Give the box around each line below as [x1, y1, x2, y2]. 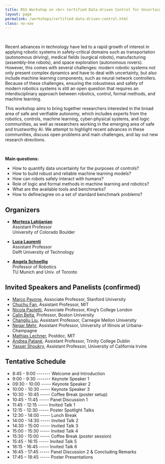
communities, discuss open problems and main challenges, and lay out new [5, 132, 158, 137]
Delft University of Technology [12, 249, 75, 255]
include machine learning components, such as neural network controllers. [5, 75, 157, 81]
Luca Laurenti [12, 239, 41, 245]
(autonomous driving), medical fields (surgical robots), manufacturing [5, 55, 146, 60]
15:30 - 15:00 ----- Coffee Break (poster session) [12, 433, 112, 439]
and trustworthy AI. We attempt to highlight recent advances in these [5, 126, 145, 133]
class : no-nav [5, 21, 34, 26]
